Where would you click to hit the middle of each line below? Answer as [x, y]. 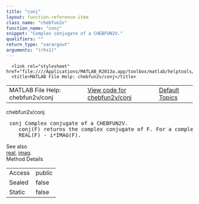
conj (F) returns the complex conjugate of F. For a [95, 129]
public [44, 173]
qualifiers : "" [25, 39]
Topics [168, 97]
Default [169, 90]
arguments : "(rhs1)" [32, 50]
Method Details [25, 159]
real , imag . [19, 153]
